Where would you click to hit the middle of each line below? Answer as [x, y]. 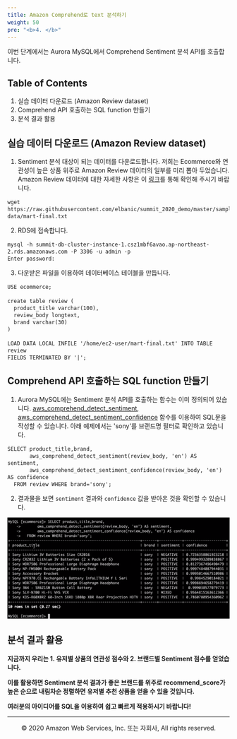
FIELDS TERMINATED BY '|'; [47, 357]
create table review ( [41, 301]
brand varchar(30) [41, 322]
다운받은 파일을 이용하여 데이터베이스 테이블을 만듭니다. [94, 273]
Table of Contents [48, 83]
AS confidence [28, 477]
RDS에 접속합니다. [43, 230]
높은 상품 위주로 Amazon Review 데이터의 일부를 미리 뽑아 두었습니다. [133, 170]
